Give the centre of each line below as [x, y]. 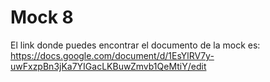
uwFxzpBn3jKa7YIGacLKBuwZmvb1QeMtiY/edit [108, 66]
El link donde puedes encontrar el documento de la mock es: [135, 45]
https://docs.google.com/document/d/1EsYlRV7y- [112, 55]
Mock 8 [42, 17]
